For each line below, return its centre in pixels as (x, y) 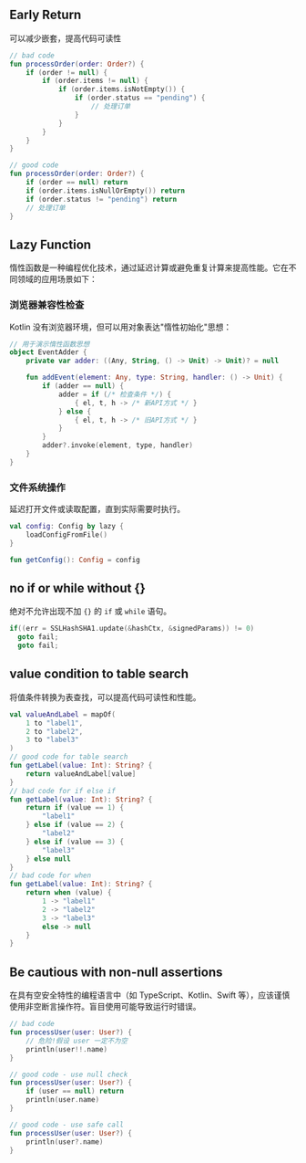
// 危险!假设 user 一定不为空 (77, 1041)
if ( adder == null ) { (83, 386)
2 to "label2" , (55, 731)
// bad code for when (51, 875)
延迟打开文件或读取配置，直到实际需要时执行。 (97, 509)
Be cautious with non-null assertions (116, 972)
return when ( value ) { (69, 893)
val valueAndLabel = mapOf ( (63, 714)
